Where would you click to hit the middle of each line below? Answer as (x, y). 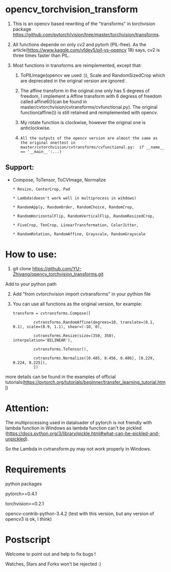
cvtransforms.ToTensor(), (61, 349)
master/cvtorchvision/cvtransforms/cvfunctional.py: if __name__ (92, 147)
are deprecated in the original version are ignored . (74, 81)
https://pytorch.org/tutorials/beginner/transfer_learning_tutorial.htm (95, 382)
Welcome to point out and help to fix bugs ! (51, 554)
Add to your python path (31, 284)
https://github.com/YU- (57, 268)
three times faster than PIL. (41, 55)
